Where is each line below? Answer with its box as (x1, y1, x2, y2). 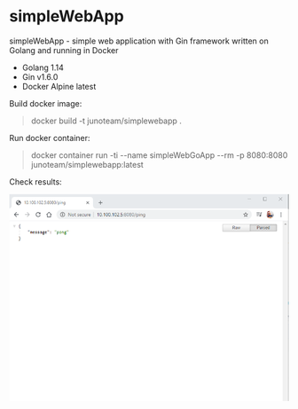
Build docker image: (9, 98, 82, 108)
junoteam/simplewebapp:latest (30, 159, 144, 169)
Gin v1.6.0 (21, 71, 59, 82)
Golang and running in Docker (9, 44, 119, 55)
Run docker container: (9, 132, 90, 143)
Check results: (9, 176, 62, 187)
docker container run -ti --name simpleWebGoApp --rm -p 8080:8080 (30, 149, 288, 161)
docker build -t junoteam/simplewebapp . (30, 115, 182, 126)
